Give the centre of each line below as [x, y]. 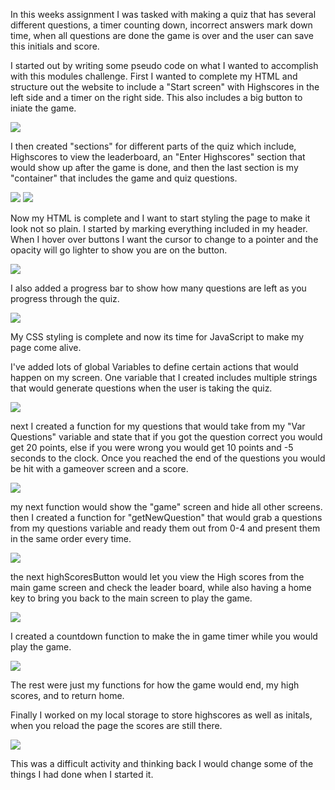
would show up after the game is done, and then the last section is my [154, 167]
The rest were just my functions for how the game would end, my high [155, 685]
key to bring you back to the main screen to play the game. [131, 598]
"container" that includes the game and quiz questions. [124, 178]
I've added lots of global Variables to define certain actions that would [154, 367]
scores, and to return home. [67, 695]
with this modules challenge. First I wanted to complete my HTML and [154, 76]
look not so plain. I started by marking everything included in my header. [159, 228]
